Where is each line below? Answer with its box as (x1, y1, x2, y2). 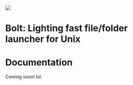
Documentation (5, 57, 73, 69)
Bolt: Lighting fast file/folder (5, 23, 128, 34)
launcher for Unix (5, 33, 81, 45)
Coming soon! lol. (5, 74, 42, 80)
